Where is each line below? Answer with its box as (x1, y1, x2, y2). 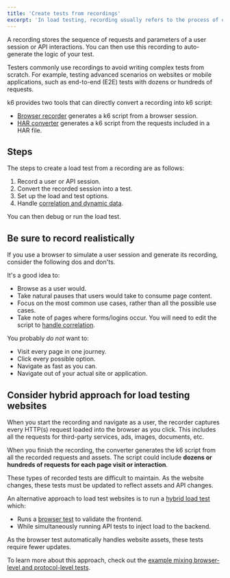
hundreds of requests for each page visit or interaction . (7, 460, 168, 468)
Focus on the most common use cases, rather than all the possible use (16, 299, 217, 307)
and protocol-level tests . (21, 563, 91, 571)
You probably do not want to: (7, 334, 89, 343)
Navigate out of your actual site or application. (16, 370, 148, 378)
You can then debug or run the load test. (7, 213, 121, 221)
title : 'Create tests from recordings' (7, 10, 121, 17)
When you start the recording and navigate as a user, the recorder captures (7, 418, 220, 426)
